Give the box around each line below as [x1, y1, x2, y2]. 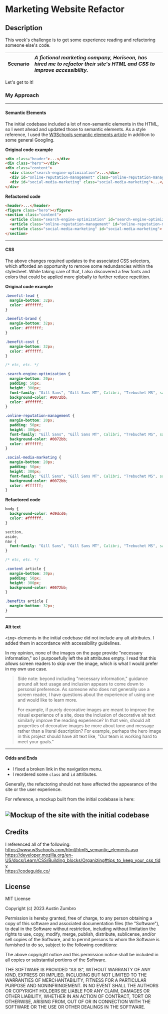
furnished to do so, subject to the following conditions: [5, 942, 117, 948]
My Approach [5, 91, 39, 98]
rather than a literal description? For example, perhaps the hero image [17, 728, 161, 734]
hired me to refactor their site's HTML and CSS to [34, 60, 155, 67]
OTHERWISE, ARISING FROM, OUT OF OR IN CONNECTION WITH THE [5, 998, 151, 1005]
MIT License [5, 895, 31, 902]
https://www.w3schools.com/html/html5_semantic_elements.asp [5, 846, 138, 852]
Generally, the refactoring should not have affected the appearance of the [5, 781, 157, 787]
